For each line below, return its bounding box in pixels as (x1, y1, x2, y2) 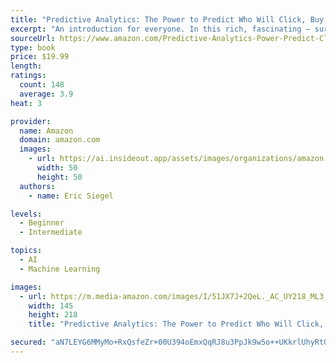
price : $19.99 (10, 52, 70, 62)
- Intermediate (19, 227, 83, 238)
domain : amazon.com (19, 135, 101, 145)
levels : (10, 209, 43, 219)
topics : (10, 246, 43, 256)
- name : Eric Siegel (28, 191, 114, 201)
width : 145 (28, 301, 74, 311)
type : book (10, 42, 56, 53)
